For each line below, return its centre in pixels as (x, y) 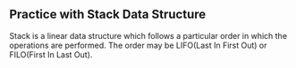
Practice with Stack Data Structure (108, 15)
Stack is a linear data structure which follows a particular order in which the (148, 35)
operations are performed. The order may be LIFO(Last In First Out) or (138, 45)
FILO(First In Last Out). (51, 54)
